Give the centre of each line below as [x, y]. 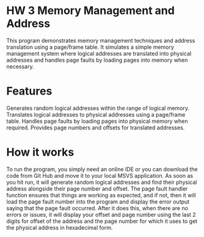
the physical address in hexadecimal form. [60, 227]
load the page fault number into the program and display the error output [98, 202]
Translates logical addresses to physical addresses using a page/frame [96, 114]
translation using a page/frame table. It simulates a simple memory [90, 47]
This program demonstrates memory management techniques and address [101, 40]
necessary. [20, 66]
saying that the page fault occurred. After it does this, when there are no [97, 208]
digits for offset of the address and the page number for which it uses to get [102, 221]
